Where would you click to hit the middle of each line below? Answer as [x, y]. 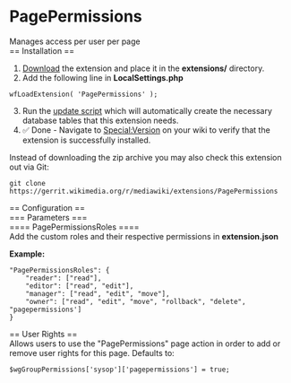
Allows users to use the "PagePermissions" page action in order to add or [145, 344]
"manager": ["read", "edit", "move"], [98, 293]
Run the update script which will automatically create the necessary [147, 110]
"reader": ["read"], [64, 278]
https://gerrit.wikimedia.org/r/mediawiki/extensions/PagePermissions [144, 191]
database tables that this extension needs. [100, 120]
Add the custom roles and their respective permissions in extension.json [144, 236]
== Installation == [42, 50]
